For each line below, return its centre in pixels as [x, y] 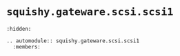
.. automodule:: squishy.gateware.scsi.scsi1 [73, 41]
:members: [27, 46]
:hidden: [19, 29]
